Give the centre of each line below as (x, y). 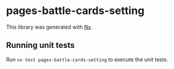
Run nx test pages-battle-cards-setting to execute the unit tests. (87, 59)
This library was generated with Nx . (49, 27)
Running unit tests (40, 45)
